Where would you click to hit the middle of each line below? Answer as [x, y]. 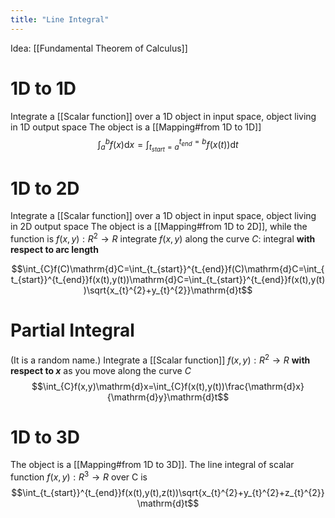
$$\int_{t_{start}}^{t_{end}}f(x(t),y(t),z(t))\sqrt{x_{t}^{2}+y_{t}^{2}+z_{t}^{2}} [168, 493]
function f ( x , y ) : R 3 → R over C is [79, 476]
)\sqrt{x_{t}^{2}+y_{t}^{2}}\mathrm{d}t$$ [168, 290]
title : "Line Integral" [60, 19]
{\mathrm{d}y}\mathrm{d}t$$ [168, 397]
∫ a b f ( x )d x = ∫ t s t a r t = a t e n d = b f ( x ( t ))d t [168, 145]
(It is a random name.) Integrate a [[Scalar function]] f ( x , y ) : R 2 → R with [160, 359]
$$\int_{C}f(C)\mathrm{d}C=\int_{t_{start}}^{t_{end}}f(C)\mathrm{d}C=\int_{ [168, 268]
